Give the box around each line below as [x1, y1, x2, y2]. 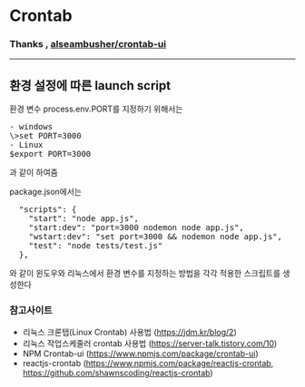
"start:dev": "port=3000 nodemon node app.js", [28, 223, 245, 233]
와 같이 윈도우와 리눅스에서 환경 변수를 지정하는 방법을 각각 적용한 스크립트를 [9, 268, 281, 279]
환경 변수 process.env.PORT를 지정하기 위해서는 [9, 103, 183, 114]
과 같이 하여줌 [9, 167, 59, 178]
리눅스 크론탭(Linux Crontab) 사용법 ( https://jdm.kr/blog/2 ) [22, 326, 238, 337]
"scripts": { [18, 205, 77, 215]
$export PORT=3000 [9, 149, 92, 160]
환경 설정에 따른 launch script [9, 78, 171, 93]
